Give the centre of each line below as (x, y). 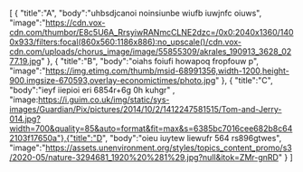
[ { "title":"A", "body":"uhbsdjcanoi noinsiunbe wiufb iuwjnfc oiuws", (136, 13)
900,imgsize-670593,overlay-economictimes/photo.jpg (113, 80)
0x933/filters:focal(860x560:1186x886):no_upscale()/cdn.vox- (126, 42)
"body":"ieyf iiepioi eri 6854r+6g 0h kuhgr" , (92, 90)
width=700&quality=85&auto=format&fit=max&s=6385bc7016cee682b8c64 (151, 129)
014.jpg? (25, 119)
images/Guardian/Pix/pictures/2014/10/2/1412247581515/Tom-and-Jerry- (146, 109)
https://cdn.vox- (75, 23)
